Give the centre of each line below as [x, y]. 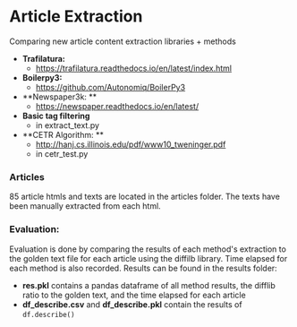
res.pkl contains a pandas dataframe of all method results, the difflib [148, 285]
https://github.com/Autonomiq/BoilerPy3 [110, 87]
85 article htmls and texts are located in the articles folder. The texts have [144, 197]
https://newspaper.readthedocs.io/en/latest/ [117, 106]
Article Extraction [76, 17]
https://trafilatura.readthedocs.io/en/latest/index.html [134, 68]
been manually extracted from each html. [85, 206]
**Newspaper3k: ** [59, 97]
